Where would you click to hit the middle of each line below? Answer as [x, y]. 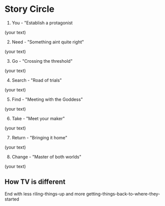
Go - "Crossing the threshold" [42, 61]
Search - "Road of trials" [37, 80]
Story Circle [30, 9]
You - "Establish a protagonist [42, 23]
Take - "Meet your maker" [38, 118]
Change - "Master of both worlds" [46, 157]
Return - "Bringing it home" [40, 137]
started [12, 199]
